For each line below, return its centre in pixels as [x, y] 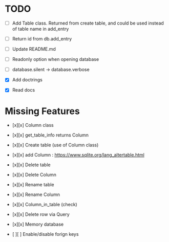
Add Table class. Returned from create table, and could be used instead [88, 23]
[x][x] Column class [33, 125]
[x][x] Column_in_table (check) [45, 205]
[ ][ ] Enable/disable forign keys [45, 234]
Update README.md [34, 49]
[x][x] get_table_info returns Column [50, 135]
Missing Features [42, 111]
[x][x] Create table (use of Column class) [55, 145]
